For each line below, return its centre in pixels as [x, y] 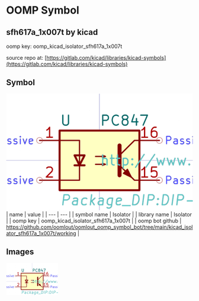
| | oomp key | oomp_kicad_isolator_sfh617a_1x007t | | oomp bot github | [94, 221]
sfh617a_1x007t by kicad [52, 32]
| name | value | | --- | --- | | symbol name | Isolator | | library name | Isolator [99, 214]
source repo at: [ [26, 58]
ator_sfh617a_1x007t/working [41, 233]
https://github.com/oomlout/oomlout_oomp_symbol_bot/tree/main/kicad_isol [99, 227]
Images [20, 252]
